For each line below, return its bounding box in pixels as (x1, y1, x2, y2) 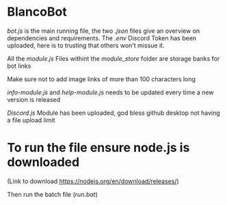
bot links (7, 61, 31, 70)
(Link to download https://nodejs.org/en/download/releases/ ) (7, 177, 179, 185)
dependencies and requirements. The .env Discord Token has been (7, 33, 197, 42)
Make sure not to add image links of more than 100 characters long (7, 74, 196, 83)
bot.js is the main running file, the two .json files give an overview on (7, 27, 200, 35)
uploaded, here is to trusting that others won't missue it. (7, 41, 165, 49)
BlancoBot (7, 4, 67, 20)
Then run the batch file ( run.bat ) (7, 190, 98, 198)
